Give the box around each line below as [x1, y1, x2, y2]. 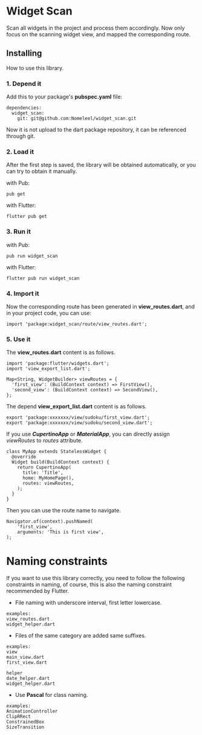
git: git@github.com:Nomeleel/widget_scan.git [17, 116, 137, 122]
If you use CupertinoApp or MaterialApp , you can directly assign [6, 431, 171, 438]
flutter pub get [6, 214, 47, 220]
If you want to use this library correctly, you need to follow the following [6, 575, 185, 582]
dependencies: [6, 105, 42, 111]
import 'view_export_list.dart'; [6, 366, 91, 372]
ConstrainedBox [6, 719, 45, 725]
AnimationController [6, 708, 59, 714]
